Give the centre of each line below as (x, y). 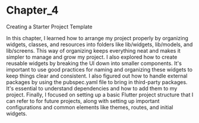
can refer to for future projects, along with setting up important (83, 101)
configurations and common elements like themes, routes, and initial (90, 107)
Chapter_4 (32, 10)
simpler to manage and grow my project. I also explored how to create (92, 57)
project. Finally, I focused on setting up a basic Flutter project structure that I (100, 95)
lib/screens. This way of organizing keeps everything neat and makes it (94, 50)
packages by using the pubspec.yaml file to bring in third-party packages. (97, 82)
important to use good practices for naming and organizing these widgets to (99, 69)
